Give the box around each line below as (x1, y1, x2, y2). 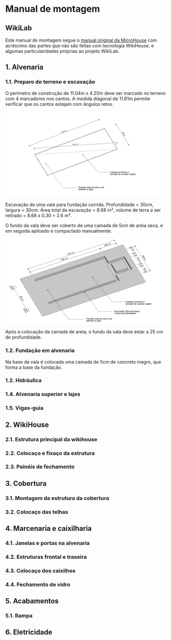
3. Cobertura (5, 479, 47, 488)
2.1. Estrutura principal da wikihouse (5, 436, 98, 443)
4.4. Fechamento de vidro (5, 581, 71, 588)
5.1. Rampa (5, 612, 33, 619)
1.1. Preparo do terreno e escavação (5, 78, 96, 85)
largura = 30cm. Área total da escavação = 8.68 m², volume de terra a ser (5, 207, 161, 213)
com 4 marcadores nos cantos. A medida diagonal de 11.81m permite (5, 96, 151, 102)
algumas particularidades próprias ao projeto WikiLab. (5, 48, 120, 54)
